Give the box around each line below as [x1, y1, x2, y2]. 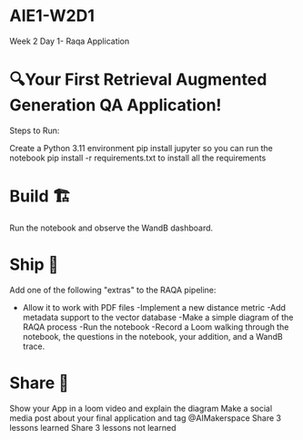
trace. [22, 341, 45, 352]
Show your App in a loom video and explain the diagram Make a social [9, 403, 273, 414]
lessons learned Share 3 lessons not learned [9, 422, 177, 433]
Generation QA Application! [9, 95, 222, 116]
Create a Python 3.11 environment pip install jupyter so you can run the [9, 142, 273, 153]
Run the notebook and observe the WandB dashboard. [9, 222, 214, 233]
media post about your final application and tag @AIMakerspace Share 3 [9, 412, 282, 424]
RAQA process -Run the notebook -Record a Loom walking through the [22, 321, 289, 333]
